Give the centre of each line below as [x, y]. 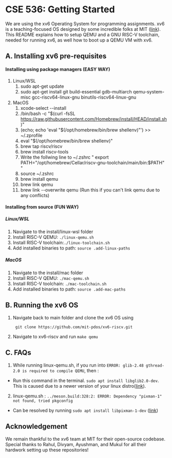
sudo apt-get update [42, 86]
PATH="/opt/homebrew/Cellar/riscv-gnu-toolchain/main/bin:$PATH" [92, 162]
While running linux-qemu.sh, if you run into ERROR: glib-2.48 [78, 365]
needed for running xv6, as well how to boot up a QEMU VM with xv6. [79, 40]
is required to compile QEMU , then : [61, 370]
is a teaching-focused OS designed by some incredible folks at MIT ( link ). [83, 29]
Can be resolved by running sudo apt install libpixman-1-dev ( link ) [85, 410]
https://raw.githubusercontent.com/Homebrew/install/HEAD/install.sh [93, 119]
